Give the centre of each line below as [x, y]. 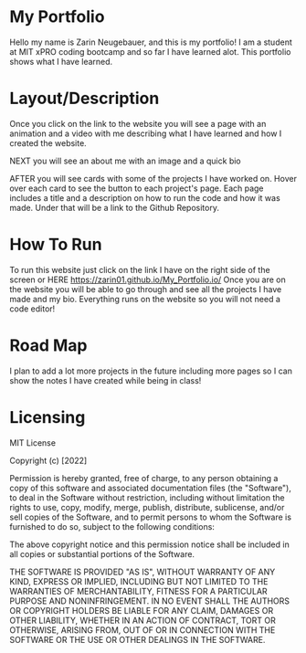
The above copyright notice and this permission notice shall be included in [149, 544]
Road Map [49, 345]
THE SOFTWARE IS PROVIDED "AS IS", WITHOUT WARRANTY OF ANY [142, 572]
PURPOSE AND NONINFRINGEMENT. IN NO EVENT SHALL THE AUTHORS [150, 601]
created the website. [48, 142]
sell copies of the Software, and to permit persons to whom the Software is [151, 517]
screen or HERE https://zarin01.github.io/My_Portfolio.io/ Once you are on [148, 279]
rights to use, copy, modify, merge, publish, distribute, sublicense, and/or [147, 507]
